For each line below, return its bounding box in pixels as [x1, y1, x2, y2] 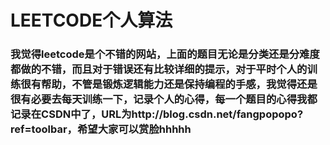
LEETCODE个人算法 [10, 9, 173, 32]
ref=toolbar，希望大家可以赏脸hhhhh [10, 122, 192, 136]
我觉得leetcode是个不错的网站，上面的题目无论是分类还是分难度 [10, 47, 320, 61]
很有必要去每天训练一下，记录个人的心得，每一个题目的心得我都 [10, 92, 318, 106]
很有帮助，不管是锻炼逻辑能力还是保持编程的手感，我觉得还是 [20, 77, 318, 91]
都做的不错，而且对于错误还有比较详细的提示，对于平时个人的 [10, 62, 308, 76]
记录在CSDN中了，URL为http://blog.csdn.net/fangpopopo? [10, 107, 304, 121]
